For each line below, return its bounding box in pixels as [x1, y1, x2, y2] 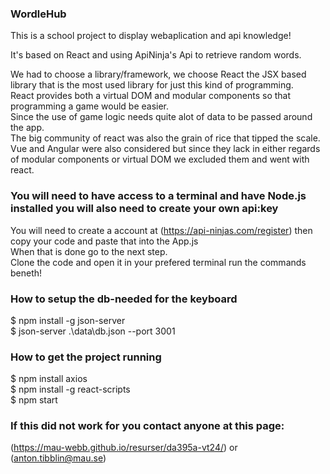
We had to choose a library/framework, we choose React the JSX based [10, 68, 307, 81]
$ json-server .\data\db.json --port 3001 [10, 325, 176, 337]
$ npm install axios [10, 373, 88, 385]
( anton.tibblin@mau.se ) [10, 452, 107, 464]
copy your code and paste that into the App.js [10, 235, 199, 247]
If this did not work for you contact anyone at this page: [10, 419, 285, 433]
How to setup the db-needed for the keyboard [10, 292, 238, 306]
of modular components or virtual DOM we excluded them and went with [10, 153, 310, 166]
